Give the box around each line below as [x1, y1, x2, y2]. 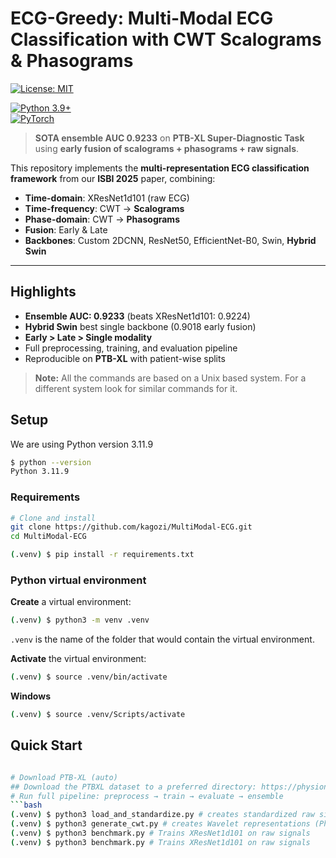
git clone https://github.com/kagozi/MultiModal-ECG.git [10, 522, 253, 532]
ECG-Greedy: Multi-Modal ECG [10, 7, 274, 30]
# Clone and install [10, 513, 97, 523]
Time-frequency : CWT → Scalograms [24, 202, 185, 214]
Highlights [10, 283, 77, 301]
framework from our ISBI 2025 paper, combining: [10, 172, 216, 184]
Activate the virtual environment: [10, 653, 147, 665]
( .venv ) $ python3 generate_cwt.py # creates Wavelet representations [10, 819, 311, 829]
